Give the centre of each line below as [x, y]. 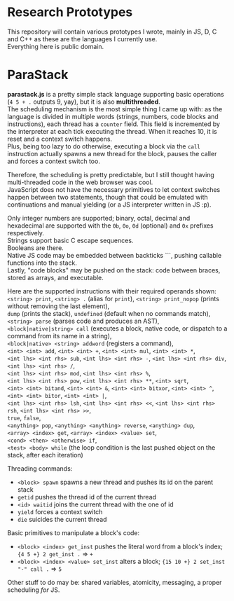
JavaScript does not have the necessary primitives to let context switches [114, 189]
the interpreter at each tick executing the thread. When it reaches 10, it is [112, 131]
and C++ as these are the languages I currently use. [82, 39]
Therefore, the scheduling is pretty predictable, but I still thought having [111, 174]
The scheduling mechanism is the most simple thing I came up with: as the [115, 109]
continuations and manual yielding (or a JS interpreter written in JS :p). [109, 205]
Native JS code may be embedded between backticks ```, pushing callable [115, 255]
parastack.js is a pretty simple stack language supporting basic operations [116, 94]
